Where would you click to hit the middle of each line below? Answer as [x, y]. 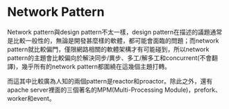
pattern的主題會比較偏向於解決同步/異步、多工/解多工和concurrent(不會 [110, 58]
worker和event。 [31, 98]
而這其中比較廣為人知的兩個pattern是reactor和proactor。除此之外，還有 [110, 81]
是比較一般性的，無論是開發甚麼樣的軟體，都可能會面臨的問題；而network [113, 40]
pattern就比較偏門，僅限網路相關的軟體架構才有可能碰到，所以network [108, 49]
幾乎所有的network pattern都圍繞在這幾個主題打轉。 [96, 66]
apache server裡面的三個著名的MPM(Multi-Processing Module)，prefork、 [114, 90]
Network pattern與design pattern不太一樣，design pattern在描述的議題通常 [115, 32]
